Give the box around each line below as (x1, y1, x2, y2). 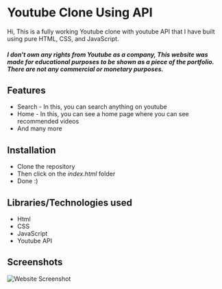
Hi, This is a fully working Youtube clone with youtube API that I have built (7, 27, 215, 36)
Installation (7, 144, 56, 156)
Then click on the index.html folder (16, 169, 116, 178)
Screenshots (7, 256, 63, 268)
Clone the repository (16, 163, 75, 171)
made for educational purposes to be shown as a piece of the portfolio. (7, 57, 214, 66)
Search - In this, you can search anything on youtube (16, 102, 167, 111)
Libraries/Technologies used (7, 197, 132, 208)
